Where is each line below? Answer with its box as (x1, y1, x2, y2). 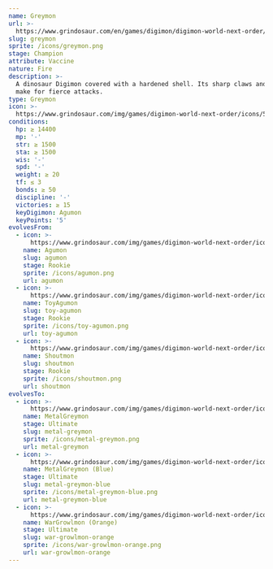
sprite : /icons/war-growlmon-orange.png (23, 541, 162, 549)
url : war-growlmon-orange (23, 549, 111, 557)
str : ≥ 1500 (15, 140, 57, 149)
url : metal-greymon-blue (23, 495, 107, 504)
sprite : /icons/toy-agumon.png (23, 322, 129, 330)
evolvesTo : (8, 389, 45, 398)
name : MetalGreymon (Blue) (23, 465, 115, 474)
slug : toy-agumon (23, 306, 82, 315)
